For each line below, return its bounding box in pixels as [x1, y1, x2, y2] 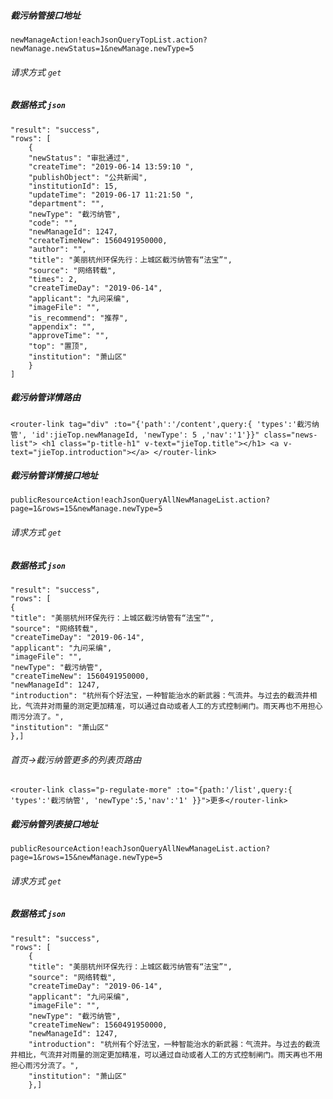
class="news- [263, 430, 318, 440]
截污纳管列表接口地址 [10, 818, 98, 830]
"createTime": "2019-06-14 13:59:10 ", [28, 161, 195, 172]
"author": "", [28, 244, 87, 254]
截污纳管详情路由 [10, 391, 81, 404]
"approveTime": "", [28, 330, 110, 340]
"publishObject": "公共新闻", [28, 172, 148, 182]
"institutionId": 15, [28, 181, 118, 191]
